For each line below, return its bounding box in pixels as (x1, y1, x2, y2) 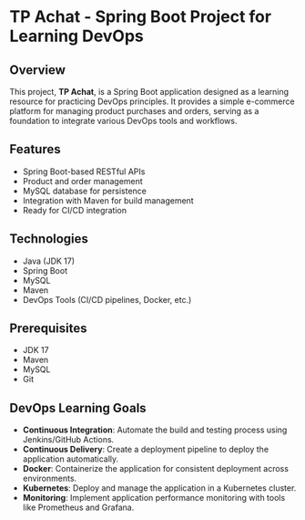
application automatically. (22, 453, 119, 464)
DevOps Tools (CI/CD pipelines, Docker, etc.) (22, 294, 192, 305)
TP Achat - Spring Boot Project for (9, 6, 271, 27)
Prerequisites (9, 321, 87, 337)
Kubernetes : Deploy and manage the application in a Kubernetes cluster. (22, 483, 297, 494)
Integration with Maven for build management (22, 194, 194, 206)
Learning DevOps (9, 26, 144, 47)
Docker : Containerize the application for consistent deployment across (22, 463, 290, 474)
